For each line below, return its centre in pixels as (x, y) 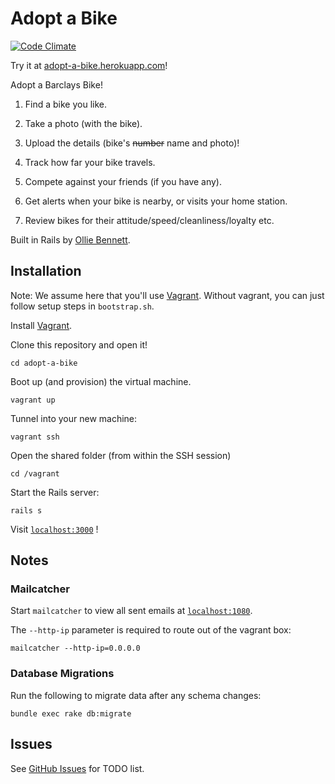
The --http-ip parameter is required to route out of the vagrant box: (151, 630)
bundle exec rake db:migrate (71, 713)
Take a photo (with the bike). (83, 123)
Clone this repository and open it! (79, 344)
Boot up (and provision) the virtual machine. (101, 381)
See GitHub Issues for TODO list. (77, 768)
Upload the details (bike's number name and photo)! (132, 143)
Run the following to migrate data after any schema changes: (136, 695)
